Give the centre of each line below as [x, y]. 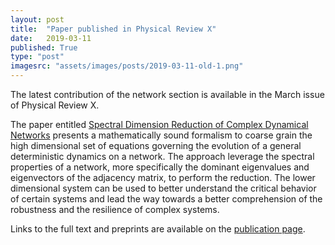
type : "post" [37, 57]
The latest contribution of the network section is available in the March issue [167, 94]
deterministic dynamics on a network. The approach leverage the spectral [162, 156]
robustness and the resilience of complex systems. [115, 209]
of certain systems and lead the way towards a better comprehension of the [166, 199]
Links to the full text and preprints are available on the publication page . [158, 229]
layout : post [37, 19]
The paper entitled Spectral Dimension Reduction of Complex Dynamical [159, 124]
